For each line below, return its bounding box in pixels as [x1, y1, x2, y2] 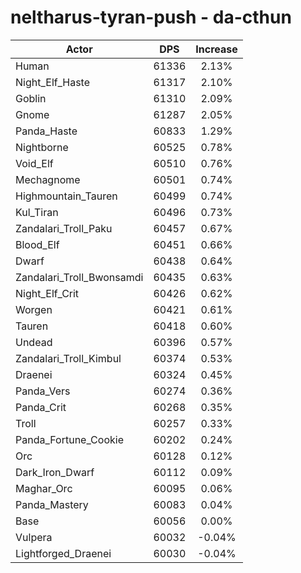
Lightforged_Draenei [15, 546, 112, 560]
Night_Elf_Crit [15, 286, 80, 300]
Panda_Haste [15, 124, 78, 138]
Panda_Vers [15, 384, 71, 398]
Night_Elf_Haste [15, 75, 91, 89]
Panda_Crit [15, 400, 67, 414]
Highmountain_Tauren [15, 189, 118, 203]
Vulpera [15, 530, 53, 544]
